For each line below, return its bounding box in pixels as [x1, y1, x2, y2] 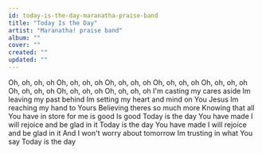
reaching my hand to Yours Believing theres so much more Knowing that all [8, 102, 255, 112]
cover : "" [8, 41, 41, 49]
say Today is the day [8, 137, 76, 146]
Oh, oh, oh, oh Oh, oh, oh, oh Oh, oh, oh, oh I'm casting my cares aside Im [8, 86, 251, 95]
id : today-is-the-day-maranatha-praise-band [8, 11, 158, 20]
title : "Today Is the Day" [8, 19, 98, 27]
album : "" [8, 33, 41, 42]
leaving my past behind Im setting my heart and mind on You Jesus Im [8, 94, 239, 104]
